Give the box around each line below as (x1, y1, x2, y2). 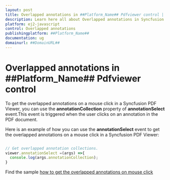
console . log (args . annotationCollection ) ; (10, 155, 99, 160)
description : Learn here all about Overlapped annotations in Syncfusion (5, 17, 164, 22)
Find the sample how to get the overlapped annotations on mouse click (5, 169, 153, 175)
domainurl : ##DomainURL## (5, 40, 60, 46)
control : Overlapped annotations (5, 26, 76, 31)
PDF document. (5, 116, 38, 122)
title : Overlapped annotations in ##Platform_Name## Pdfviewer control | (5, 12, 164, 17)
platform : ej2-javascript (5, 21, 60, 27)
